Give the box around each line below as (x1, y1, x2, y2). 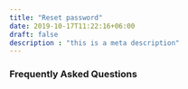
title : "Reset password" (9, 13, 103, 22)
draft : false (9, 30, 59, 39)
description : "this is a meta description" (9, 38, 180, 48)
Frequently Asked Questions (9, 68, 137, 81)
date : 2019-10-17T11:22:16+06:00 (9, 22, 136, 31)
